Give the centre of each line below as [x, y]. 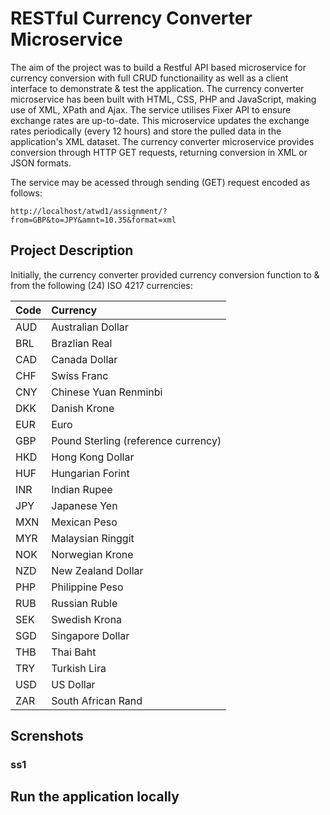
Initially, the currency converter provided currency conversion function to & [165, 274]
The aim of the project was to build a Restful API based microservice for [158, 67]
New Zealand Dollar [97, 570]
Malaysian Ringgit [93, 538]
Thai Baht [74, 652]
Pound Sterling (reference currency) [136, 440]
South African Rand [97, 700]
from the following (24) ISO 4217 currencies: [101, 285]
